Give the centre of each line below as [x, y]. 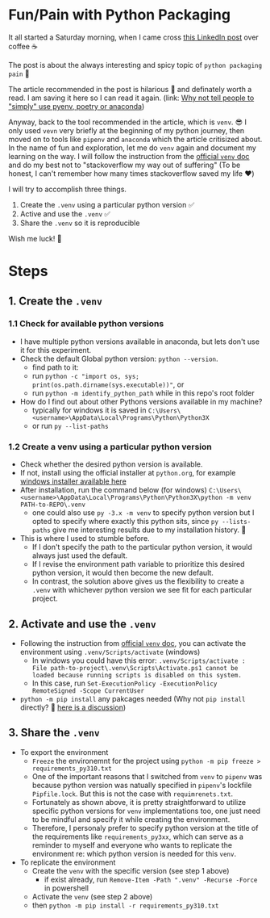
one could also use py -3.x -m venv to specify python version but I [143, 513]
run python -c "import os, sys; [85, 375]
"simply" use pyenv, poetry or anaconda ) [77, 106]
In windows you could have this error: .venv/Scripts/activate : [139, 660]
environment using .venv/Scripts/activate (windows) [110, 652]
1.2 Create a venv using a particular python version [110, 446]
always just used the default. [80, 555]
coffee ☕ [23, 46]
